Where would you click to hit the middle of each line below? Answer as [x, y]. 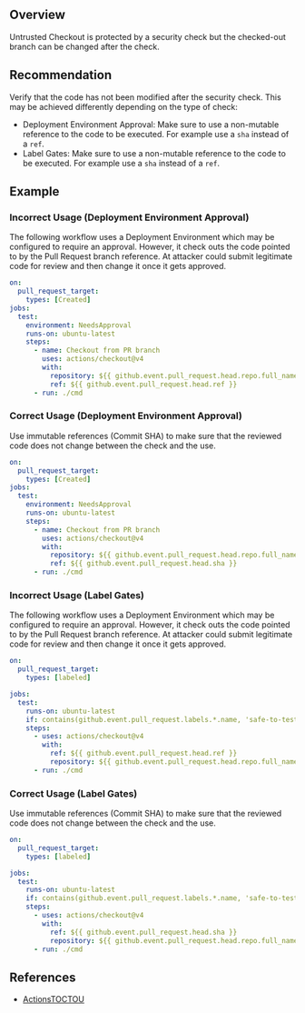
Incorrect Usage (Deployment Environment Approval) [129, 217]
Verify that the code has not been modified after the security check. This [145, 97]
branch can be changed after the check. [85, 46]
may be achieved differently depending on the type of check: [124, 106]
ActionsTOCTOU [53, 999]
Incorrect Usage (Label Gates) [77, 596]
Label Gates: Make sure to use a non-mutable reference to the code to [154, 153]
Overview [38, 15]
